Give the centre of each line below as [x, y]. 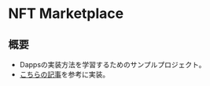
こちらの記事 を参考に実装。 [64, 74]
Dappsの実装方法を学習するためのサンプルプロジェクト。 [112, 64]
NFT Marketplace [66, 14]
